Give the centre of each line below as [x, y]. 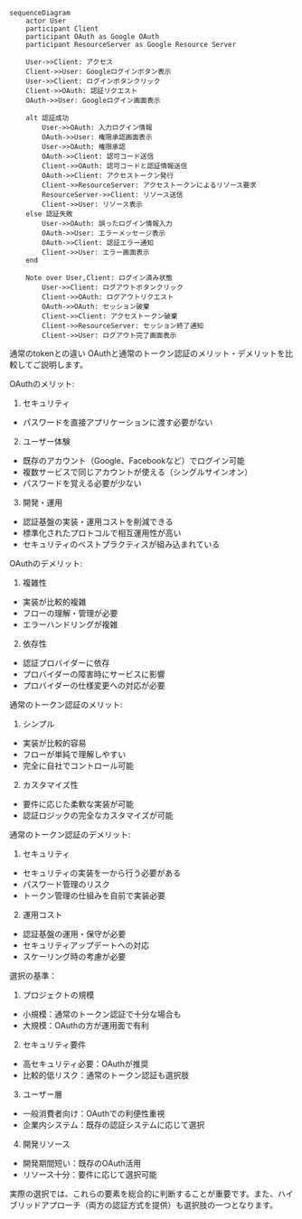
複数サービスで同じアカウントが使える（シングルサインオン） [137, 472]
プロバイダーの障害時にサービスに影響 [94, 674]
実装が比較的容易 [54, 743]
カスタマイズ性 [50, 785]
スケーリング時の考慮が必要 [74, 956]
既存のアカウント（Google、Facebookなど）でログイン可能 [134, 460]
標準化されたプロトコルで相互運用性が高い [102, 533]
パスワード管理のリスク [66, 884]
